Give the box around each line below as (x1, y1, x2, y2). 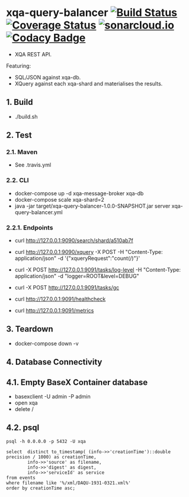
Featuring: (6, 62, 31, 69)
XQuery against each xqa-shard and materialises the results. (14, 80, 163, 87)
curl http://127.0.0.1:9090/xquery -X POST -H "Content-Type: (14, 249, 163, 256)
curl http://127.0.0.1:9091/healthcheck (14, 295, 106, 302)
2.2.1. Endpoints (6, 223, 53, 231)
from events (6, 474, 36, 480)
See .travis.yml (14, 161, 52, 168)
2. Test (6, 130, 32, 141)
